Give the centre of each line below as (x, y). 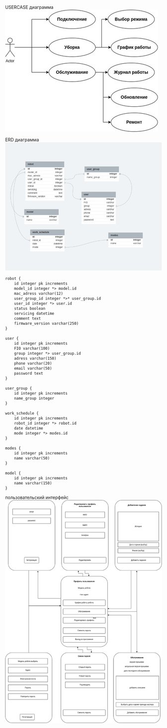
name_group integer (34, 398)
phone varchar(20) (33, 363)
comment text (28, 318)
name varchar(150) (33, 483)
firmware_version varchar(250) (46, 323)
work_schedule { (22, 413)
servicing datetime (34, 313)
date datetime (29, 428)
